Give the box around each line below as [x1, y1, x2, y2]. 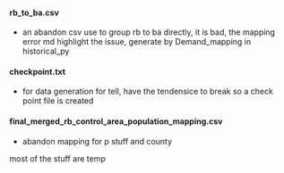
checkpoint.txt [9, 66, 65, 77]
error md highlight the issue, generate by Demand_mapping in [22, 37, 252, 47]
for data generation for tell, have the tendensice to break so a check [22, 86, 273, 97]
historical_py [22, 45, 70, 57]
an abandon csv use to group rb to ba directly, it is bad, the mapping [22, 27, 276, 37]
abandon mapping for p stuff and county [22, 136, 173, 146]
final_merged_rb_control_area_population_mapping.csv [9, 116, 223, 127]
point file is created [22, 95, 94, 106]
